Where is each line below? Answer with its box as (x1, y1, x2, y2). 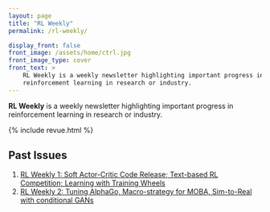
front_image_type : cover (8, 56, 92, 64)
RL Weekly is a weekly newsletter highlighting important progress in (8, 101, 234, 110)
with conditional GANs (19, 195, 94, 206)
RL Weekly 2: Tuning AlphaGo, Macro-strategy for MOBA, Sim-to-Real (19, 187, 252, 197)
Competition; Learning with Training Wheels (19, 178, 166, 188)
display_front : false (8, 41, 81, 49)
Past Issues (8, 148, 67, 162)
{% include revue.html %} (8, 125, 94, 135)
